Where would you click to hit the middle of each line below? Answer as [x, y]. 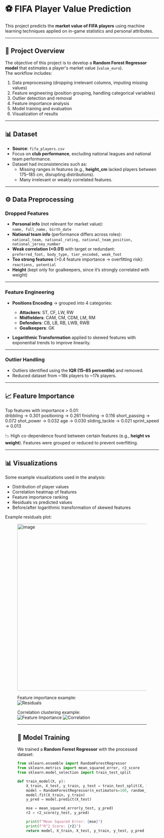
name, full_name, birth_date [42, 230]
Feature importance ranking [40, 497]
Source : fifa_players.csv [38, 148]
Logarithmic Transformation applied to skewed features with [74, 337]
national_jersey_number [36, 244]
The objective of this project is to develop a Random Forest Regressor [76, 63]
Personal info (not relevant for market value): [58, 224]
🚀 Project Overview [35, 51]
